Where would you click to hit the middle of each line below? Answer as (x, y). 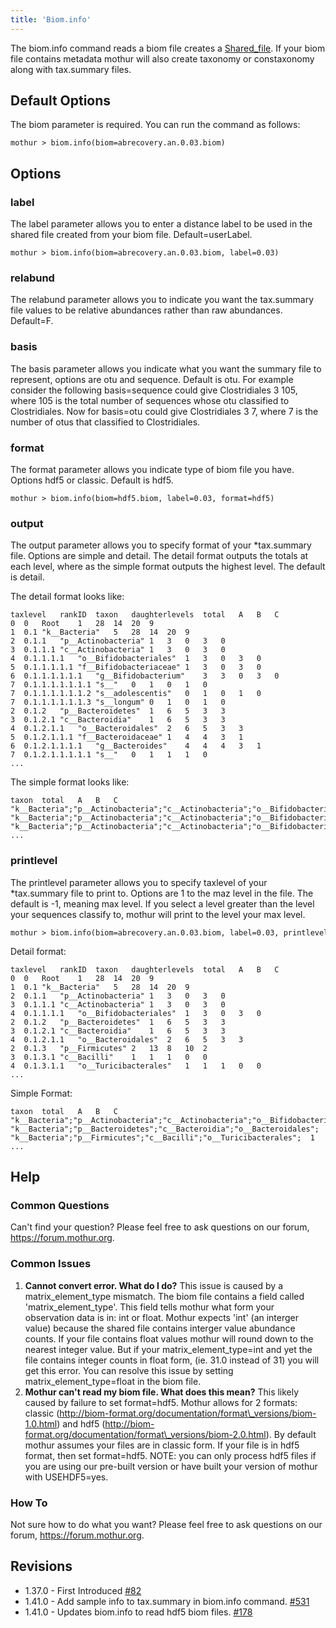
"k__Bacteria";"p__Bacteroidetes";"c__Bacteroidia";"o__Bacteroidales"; (165, 1129)
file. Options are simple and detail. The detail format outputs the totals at (159, 556)
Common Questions (60, 1205)
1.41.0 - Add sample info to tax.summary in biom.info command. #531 (167, 1601)
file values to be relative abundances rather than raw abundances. (146, 310)
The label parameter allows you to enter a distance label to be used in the (161, 224)
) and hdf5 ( (81, 1423)
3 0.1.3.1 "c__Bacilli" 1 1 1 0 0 (109, 1057)
